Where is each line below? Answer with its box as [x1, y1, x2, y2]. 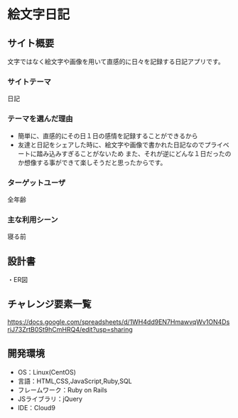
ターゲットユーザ [7, 177, 66, 187]
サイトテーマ [7, 76, 52, 86]
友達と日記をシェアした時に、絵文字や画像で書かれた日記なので [17, 140, 205, 149]
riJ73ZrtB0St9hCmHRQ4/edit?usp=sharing [7, 325, 133, 333]
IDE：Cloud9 [17, 403, 55, 412]
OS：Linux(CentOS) [17, 367, 77, 376]
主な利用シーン [7, 214, 58, 224]
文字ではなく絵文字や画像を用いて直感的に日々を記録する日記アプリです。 [7, 58, 225, 66]
